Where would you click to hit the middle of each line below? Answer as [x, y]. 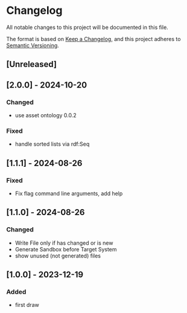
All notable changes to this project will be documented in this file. [87, 27]
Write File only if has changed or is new [64, 243]
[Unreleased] [32, 64]
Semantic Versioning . [33, 45]
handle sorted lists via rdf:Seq [52, 144]
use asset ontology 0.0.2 [46, 115]
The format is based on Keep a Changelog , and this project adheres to [93, 39]
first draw [27, 305]
